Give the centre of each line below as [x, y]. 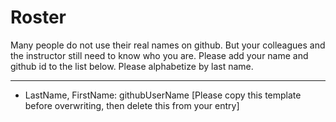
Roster [38, 17]
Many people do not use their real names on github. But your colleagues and [168, 45]
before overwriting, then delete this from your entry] [132, 105]
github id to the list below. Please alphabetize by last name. [132, 66]
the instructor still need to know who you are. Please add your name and [159, 55]
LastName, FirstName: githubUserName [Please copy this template [163, 95]
